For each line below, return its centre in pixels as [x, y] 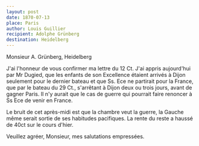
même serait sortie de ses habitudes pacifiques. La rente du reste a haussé [100, 118]
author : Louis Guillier [36, 29]
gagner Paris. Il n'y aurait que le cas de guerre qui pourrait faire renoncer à [99, 94]
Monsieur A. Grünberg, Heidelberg [49, 57]
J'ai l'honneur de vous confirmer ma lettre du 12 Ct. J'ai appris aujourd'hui [99, 68]
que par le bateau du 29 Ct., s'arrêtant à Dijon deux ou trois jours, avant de [99, 87]
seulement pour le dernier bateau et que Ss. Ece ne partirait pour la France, [100, 81]
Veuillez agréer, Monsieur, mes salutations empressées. [75, 136]
